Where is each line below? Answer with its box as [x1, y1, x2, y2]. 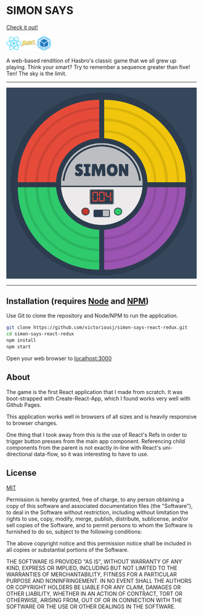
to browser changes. [6, 419, 58, 427]
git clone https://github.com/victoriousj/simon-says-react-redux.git [6, 324, 188, 331]
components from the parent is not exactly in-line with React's [6, 444, 161, 451]
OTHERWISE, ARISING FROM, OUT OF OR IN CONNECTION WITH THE [6, 596, 182, 603]
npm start [6, 344, 31, 350]
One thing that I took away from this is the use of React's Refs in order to [6, 431, 187, 438]
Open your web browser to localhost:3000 [6, 355, 112, 362]
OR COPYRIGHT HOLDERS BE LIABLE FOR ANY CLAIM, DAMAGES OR [6, 584, 181, 591]
